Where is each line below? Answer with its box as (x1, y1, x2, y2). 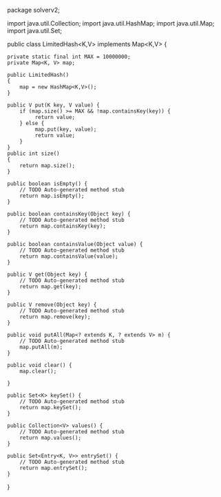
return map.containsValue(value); (19, 253, 118, 260)
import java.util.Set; (7, 27, 62, 35)
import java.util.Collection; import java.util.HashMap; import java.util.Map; (7, 19, 215, 27)
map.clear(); (19, 368, 57, 375)
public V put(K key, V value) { (7, 102, 100, 109)
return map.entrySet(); (19, 465, 88, 471)
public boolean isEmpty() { (7, 180, 88, 187)
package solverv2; (7, 6, 60, 14)
